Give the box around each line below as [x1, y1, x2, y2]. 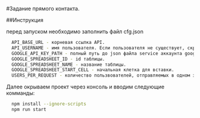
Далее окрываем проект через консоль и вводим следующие [6, 83, 165, 91]
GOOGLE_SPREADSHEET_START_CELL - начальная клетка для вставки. [11, 67, 174, 73]
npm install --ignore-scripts [11, 101, 86, 107]
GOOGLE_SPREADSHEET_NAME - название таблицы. [11, 62, 127, 68]
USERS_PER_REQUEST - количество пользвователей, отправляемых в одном [11, 72, 190, 79]
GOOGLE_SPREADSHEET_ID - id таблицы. [11, 56, 105, 62]
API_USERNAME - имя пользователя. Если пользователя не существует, [11, 44, 185, 51]
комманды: [6, 90, 35, 97]
